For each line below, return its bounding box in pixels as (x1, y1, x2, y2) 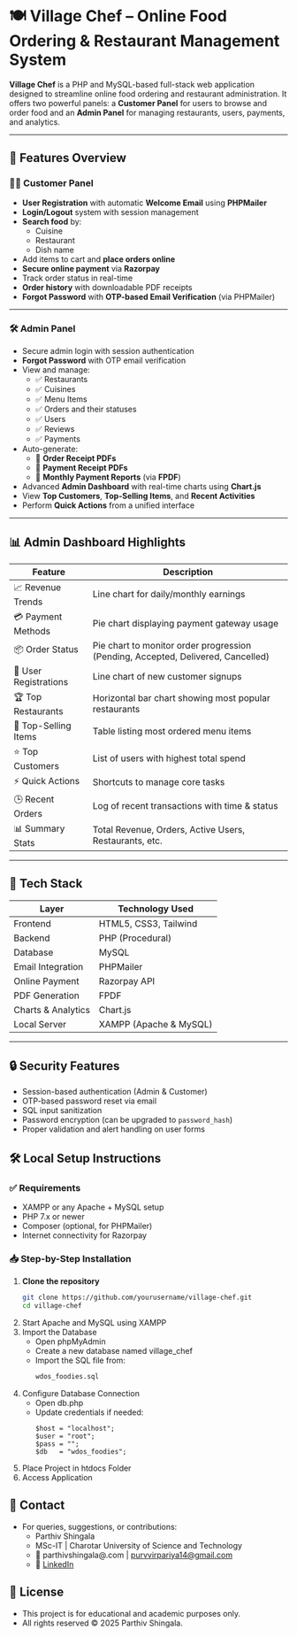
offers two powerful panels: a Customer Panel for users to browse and (9, 97, 268, 108)
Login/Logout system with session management (21, 206, 199, 217)
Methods (13, 625, 51, 637)
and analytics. (9, 116, 60, 127)
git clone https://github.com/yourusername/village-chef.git (21, 1293, 253, 1303)
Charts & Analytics (13, 1003, 91, 1016)
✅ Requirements (9, 1181, 81, 1194)
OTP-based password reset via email (21, 1095, 157, 1106)
